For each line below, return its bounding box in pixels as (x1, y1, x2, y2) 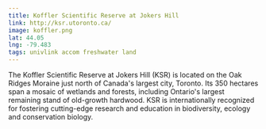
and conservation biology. (8, 112, 94, 121)
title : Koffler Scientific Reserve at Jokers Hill (8, 11, 179, 20)
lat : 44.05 (8, 33, 44, 42)
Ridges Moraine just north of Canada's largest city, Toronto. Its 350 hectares (8, 78, 259, 88)
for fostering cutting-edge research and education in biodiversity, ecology (8, 104, 251, 113)
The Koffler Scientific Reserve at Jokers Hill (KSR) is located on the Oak (8, 70, 242, 79)
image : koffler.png (8, 26, 73, 34)
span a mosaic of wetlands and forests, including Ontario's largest (8, 87, 225, 96)
